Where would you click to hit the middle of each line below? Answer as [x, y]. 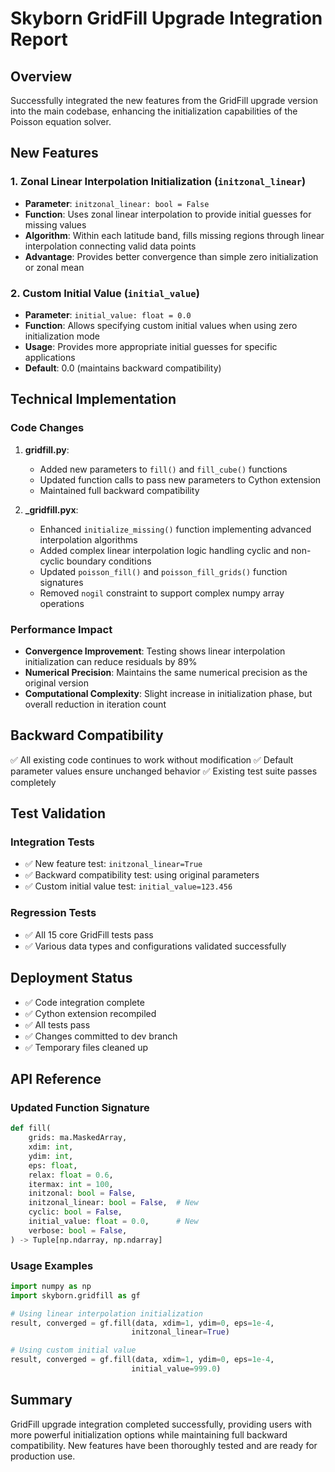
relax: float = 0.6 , [71, 1175]
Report [39, 39]
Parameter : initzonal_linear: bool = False [117, 203]
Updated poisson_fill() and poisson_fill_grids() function [163, 571]
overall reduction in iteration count [95, 704]
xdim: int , [51, 1147]
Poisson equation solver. [61, 121]
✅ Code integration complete [84, 1002]
